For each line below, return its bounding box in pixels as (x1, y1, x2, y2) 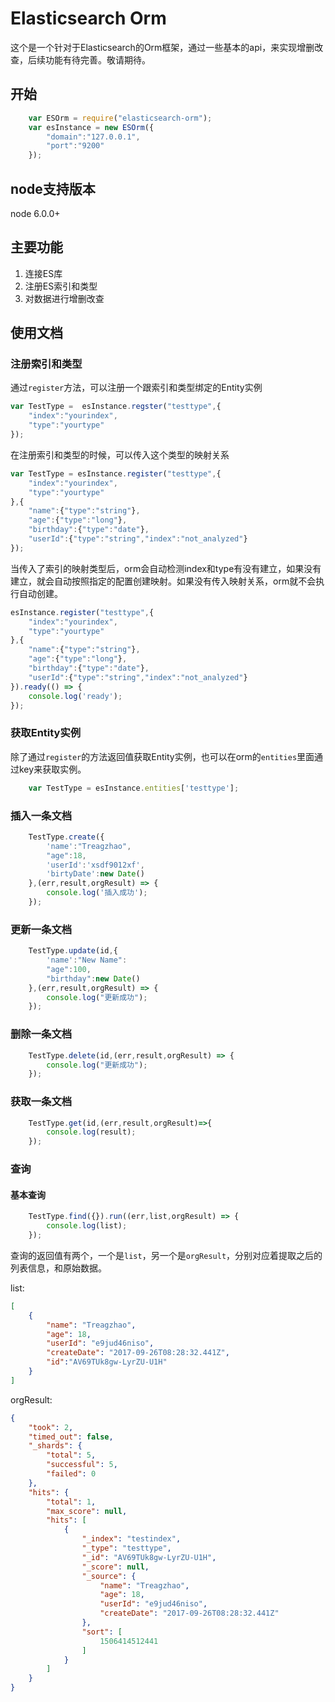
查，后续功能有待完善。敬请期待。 (10, 53, 151, 66)
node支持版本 (10, 180, 96, 197)
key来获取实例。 (18, 763, 87, 775)
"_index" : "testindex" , (81, 1534, 182, 1544)
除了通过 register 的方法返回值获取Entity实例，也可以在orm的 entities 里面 (10, 750, 315, 762)
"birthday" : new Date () (46, 973, 141, 984)
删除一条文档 (10, 1027, 73, 1041)
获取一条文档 (10, 1095, 73, 1109)
